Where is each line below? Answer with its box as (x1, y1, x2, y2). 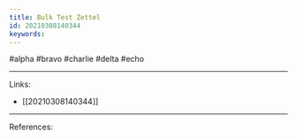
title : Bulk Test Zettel (9, 12, 101, 22)
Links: (9, 79, 31, 89)
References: (9, 121, 53, 133)
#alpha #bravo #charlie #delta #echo (9, 54, 144, 65)
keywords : (9, 29, 46, 38)
